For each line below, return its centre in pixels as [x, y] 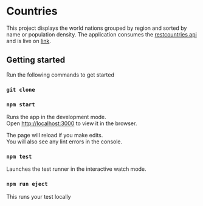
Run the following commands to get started [60, 75]
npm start [21, 104]
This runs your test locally [39, 196]
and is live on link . [29, 41]
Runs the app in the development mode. [56, 117]
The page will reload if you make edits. [55, 135]
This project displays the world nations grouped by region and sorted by [97, 28]
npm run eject [27, 184]
